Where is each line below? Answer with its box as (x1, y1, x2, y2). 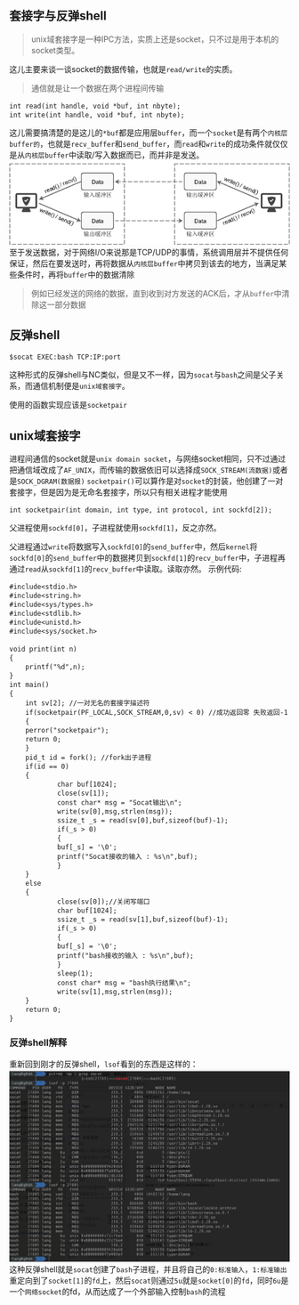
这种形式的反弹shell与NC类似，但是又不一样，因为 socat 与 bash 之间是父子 (9, 369, 277, 380)
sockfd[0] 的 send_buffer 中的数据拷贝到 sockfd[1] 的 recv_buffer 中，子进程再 (9, 553, 287, 563)
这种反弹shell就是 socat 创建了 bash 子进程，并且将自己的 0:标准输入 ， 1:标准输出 (9, 1263, 287, 1275)
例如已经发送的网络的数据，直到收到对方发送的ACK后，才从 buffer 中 (30, 288, 282, 298)
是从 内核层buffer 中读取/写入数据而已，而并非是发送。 (9, 150, 205, 160)
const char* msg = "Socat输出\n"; (56, 798, 182, 807)
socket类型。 (30, 45, 80, 55)
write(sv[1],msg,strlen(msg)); (56, 987, 174, 997)
